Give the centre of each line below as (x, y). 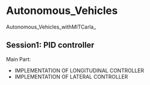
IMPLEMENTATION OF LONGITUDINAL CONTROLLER (79, 70)
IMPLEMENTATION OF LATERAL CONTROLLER (71, 76)
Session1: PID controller (50, 45)
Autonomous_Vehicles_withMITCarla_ (51, 27)
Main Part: (18, 59)
